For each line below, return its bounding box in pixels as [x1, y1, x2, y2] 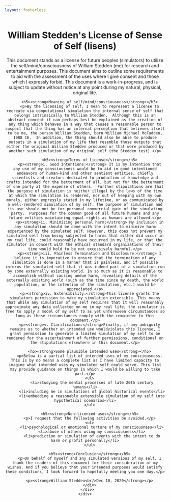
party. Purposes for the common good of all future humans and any [11, 211, 159, 216]
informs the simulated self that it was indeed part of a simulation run [5, 264, 165, 269]
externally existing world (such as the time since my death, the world [6, 277, 164, 283]
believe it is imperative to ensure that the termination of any [14, 255, 156, 260]
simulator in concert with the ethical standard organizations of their [6, 242, 164, 247]
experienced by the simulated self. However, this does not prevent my [7, 229, 163, 234]
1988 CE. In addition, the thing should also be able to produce [13, 135, 157, 140]
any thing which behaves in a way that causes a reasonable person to [9, 122, 161, 127]
